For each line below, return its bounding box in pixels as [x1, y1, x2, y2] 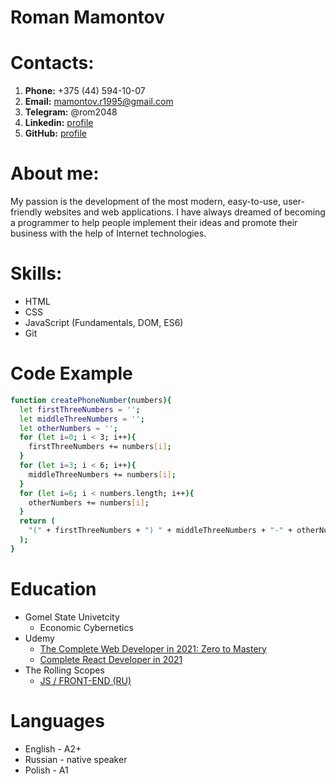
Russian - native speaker [24, 753, 128, 765]
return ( [19, 516, 56, 526]
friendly [10, 206, 43, 218]
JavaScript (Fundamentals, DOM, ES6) [24, 317, 184, 328]
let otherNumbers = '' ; [19, 423, 118, 433]
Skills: [10, 262, 63, 285]
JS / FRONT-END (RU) [39, 674, 132, 686]
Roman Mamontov [10, 6, 166, 29]
